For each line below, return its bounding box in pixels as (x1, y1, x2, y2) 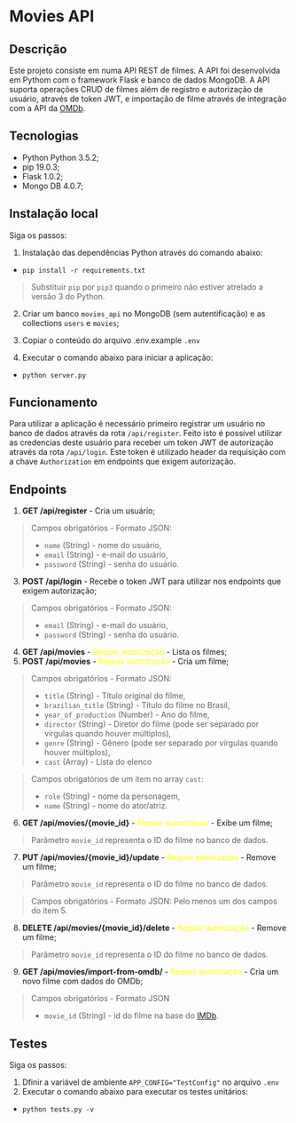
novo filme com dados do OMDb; (21, 976, 144, 987)
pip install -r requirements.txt (21, 266, 146, 275)
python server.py (21, 370, 87, 379)
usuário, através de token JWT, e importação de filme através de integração (9, 93, 287, 104)
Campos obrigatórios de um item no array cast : (30, 774, 204, 785)
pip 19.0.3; (21, 162, 60, 172)
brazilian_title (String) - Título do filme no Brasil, (43, 700, 230, 711)
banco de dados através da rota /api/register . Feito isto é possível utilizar (9, 428, 283, 439)
